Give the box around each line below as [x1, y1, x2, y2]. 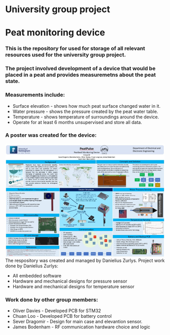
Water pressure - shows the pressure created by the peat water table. [12, 108, 158, 114]
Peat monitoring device [5, 27, 105, 39]
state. [5, 78, 20, 85]
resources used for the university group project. [5, 51, 126, 58]
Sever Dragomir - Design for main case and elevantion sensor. [12, 319, 143, 325]
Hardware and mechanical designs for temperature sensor [12, 284, 135, 289]
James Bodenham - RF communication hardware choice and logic [12, 324, 151, 330]
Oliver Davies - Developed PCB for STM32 [12, 308, 101, 314]
